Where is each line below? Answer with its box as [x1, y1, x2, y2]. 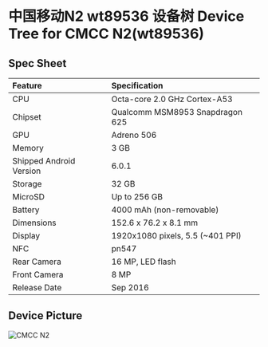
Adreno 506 [111, 129, 157, 140]
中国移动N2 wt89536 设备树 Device [8, 7, 245, 26]
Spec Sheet [8, 57, 67, 70]
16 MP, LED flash [111, 256, 177, 267]
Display [12, 231, 41, 241]
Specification [111, 81, 164, 91]
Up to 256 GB [111, 191, 164, 202]
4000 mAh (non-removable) [111, 204, 219, 215]
